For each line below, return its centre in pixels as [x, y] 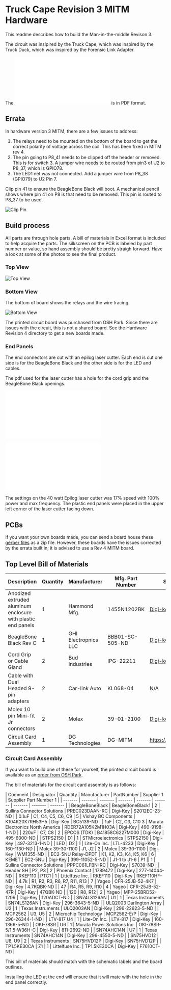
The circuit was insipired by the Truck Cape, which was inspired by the [79, 44]
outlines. [14, 967]
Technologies [84, 743]
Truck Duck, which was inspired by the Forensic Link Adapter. [70, 49]
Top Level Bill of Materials [47, 564]
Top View [17, 267]
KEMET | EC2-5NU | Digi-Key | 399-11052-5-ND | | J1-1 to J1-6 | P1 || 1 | [80, 859]
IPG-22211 [122, 661]
